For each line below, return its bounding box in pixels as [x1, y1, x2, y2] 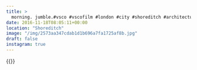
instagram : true [6, 42, 46, 48]
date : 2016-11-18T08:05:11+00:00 [6, 19, 88, 25]
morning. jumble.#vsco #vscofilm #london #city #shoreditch [11, 14, 161, 20]
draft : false [6, 36, 38, 42]
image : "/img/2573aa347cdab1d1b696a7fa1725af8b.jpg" [6, 31, 138, 36]
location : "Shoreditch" [6, 25, 64, 31]
